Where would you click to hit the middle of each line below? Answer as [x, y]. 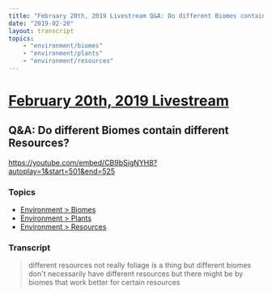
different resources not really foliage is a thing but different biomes [140, 265]
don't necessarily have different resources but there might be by [136, 274]
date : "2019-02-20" [41, 23]
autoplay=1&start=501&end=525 [62, 171]
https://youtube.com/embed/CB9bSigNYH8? [83, 162]
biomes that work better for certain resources [104, 283]
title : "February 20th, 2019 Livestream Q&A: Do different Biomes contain [137, 16]
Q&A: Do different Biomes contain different [119, 130]
